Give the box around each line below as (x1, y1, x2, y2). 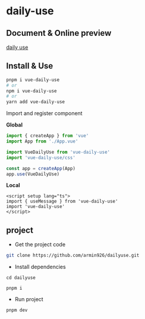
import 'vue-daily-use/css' (6, 154, 76, 160)
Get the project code (14, 241, 66, 248)
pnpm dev (6, 307, 28, 314)
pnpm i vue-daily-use (6, 76, 60, 83)
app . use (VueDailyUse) (6, 171, 60, 177)
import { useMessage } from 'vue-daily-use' (6, 199, 118, 205)
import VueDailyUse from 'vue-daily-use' (6, 149, 111, 155)
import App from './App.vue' (6, 138, 78, 144)
